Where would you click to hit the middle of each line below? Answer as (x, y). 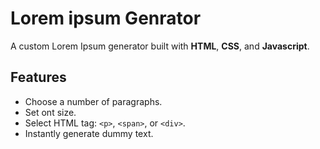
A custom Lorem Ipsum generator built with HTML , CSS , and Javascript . (160, 46)
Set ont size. (50, 112)
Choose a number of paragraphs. (93, 101)
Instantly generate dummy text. (89, 133)
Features (38, 77)
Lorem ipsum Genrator (106, 18)
